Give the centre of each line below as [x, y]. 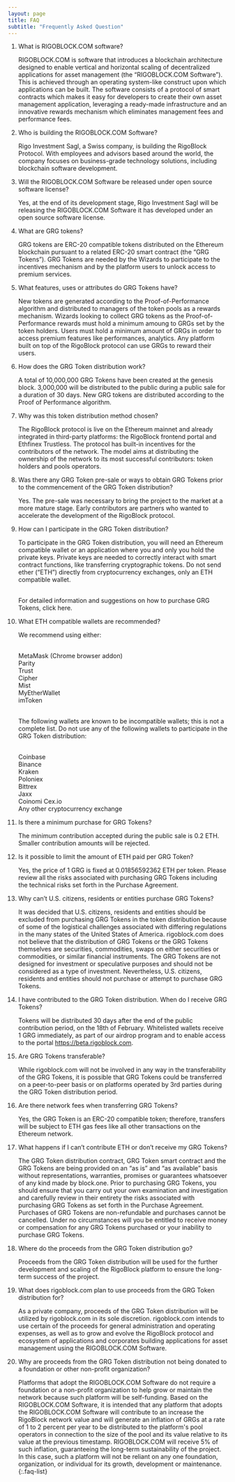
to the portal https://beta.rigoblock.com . [76, 1043]
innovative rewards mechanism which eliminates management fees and [121, 112]
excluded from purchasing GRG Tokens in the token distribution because [122, 919]
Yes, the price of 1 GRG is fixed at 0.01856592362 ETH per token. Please [122, 870]
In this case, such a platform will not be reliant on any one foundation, [118, 1457]
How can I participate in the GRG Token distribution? [93, 529]
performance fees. [45, 119]
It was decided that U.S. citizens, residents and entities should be [112, 912]
